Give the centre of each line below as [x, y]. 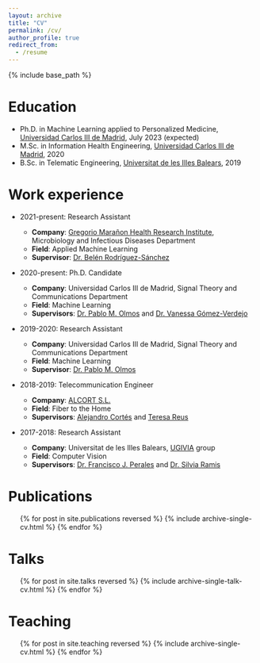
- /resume [31, 52]
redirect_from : [33, 45]
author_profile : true [44, 38]
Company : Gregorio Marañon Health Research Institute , [123, 232]
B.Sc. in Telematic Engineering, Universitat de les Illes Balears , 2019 [130, 163]
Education [42, 107]
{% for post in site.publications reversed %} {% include [110, 518]
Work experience [66, 195]
